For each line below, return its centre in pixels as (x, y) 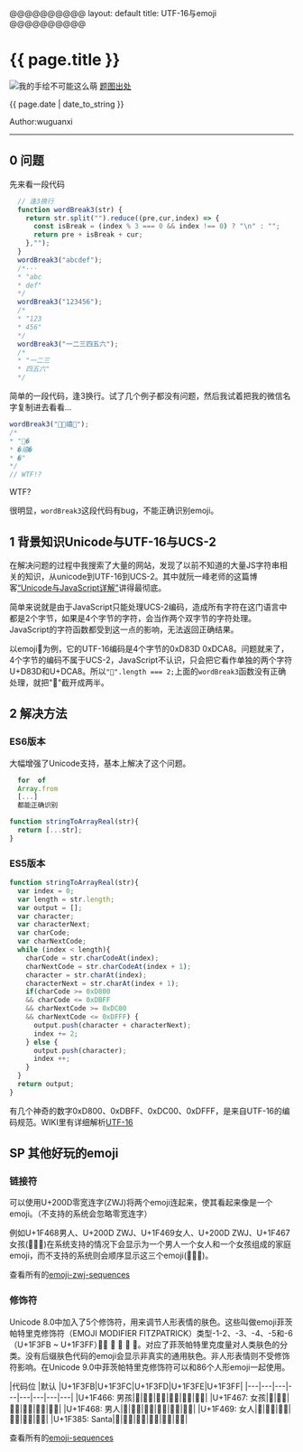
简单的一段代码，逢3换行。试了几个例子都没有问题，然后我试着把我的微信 (146, 396)
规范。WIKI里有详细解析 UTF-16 (75, 1122)
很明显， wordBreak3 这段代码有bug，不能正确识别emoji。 (114, 511)
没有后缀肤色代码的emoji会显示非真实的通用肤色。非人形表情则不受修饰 (157, 1355)
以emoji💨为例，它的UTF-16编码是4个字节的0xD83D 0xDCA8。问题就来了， (149, 648)
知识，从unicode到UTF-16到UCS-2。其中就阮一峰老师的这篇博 (141, 576)
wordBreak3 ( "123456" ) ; (60, 302)
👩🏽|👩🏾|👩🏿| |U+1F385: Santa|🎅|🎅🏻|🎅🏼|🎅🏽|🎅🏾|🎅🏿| (99, 1419)
